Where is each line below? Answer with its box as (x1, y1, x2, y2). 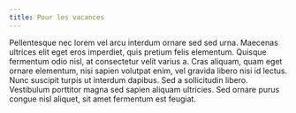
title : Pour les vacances (9, 12, 104, 22)
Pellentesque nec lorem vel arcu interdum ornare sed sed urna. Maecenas (9, 37, 278, 48)
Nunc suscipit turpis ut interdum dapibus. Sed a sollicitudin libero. (9, 74, 249, 85)
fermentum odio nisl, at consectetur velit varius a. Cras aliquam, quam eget (9, 56, 283, 66)
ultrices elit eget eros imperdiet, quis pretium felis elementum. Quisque (9, 46, 267, 57)
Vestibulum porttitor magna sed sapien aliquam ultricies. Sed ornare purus (9, 84, 280, 94)
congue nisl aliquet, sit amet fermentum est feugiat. (9, 94, 197, 104)
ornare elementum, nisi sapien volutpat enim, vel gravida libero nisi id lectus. (9, 65, 288, 76)
